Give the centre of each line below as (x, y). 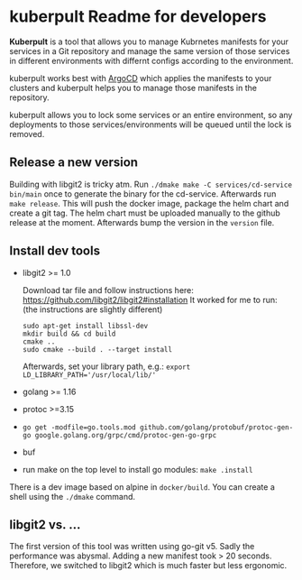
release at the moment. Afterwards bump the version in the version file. (142, 222)
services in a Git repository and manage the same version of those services (150, 51)
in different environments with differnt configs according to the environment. (151, 60)
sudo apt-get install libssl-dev (85, 326)
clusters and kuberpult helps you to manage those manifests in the (133, 87)
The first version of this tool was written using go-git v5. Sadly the (132, 547)
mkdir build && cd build (69, 334)
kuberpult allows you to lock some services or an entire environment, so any (151, 115)
